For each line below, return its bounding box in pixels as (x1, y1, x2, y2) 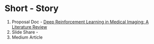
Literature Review (11, 24, 48, 29)
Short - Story (4, 3, 59, 14)
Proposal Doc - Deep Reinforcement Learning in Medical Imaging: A (11, 19, 149, 25)
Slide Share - (11, 29, 38, 35)
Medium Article (11, 34, 43, 40)
